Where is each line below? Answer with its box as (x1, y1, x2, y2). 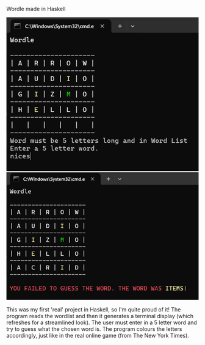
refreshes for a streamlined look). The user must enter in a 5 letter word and (6, 319, 197, 326)
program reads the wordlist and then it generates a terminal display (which (6, 313, 194, 320)
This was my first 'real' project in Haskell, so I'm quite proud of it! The (6, 306, 181, 313)
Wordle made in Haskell (6, 5, 66, 12)
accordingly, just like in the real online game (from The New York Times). (6, 332, 189, 340)
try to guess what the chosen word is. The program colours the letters (6, 325, 182, 333)
